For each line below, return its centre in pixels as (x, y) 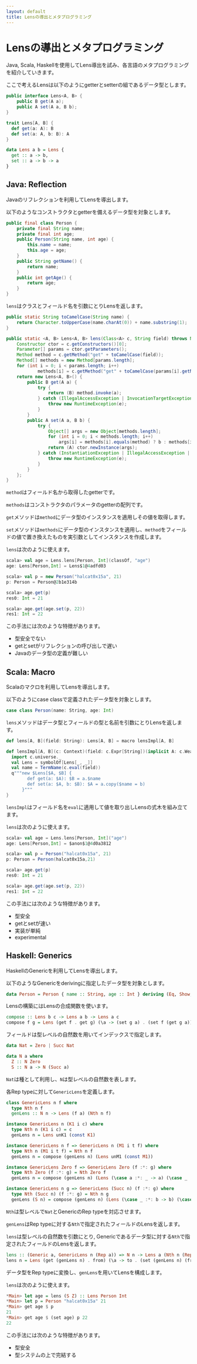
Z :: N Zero (26, 1062)
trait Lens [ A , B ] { (30, 123)
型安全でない (30, 639)
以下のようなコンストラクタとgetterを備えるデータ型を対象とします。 (90, 212)
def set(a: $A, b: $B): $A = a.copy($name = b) (86, 784)
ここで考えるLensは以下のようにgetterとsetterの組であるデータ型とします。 (98, 85)
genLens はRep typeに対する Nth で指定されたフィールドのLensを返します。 (95, 1224)
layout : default (26, 11)
